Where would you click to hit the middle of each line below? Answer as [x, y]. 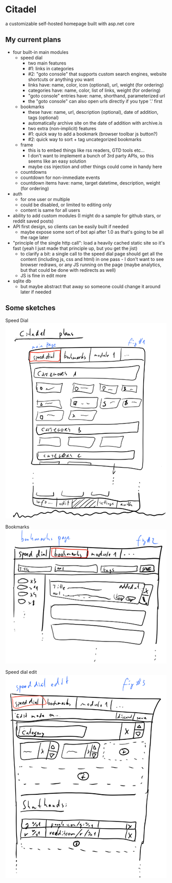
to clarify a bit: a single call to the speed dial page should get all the [91, 254]
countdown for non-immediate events [60, 177]
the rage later [35, 237]
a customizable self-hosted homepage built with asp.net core [70, 24]
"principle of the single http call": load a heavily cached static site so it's [89, 243]
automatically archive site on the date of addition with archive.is [95, 123]
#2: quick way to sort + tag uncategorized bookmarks [85, 139]
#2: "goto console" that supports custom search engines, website [97, 74]
